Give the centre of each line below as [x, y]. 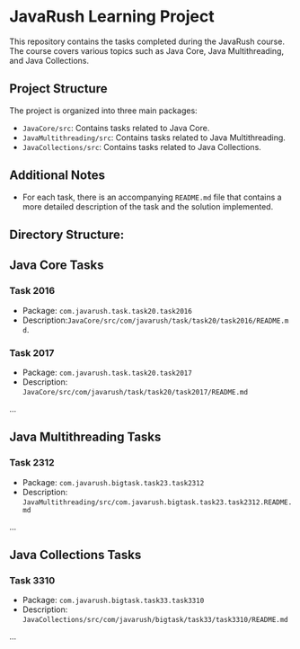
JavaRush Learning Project [112, 17]
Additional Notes [57, 176]
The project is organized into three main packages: [103, 111]
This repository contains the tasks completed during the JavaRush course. [147, 41]
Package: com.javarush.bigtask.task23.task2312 [113, 482]
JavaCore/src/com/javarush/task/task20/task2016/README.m [178, 321]
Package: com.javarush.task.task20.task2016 [107, 310]
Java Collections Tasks [75, 555]
